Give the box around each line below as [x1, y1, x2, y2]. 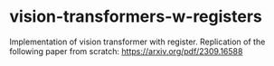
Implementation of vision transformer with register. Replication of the [9, 36, 266, 47]
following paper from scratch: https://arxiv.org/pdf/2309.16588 [9, 45, 243, 56]
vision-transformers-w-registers [9, 6, 262, 27]
